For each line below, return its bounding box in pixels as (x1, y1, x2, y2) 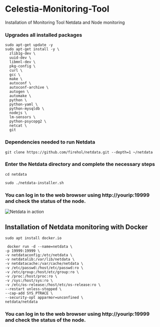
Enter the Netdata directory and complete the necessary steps (5, 161, 155, 168)
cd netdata (5, 172, 27, 177)
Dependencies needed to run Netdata (5, 139, 96, 146)
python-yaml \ (9, 102, 38, 107)
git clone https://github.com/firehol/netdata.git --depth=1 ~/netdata (5, 149, 153, 155)
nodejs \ (9, 111, 27, 115)
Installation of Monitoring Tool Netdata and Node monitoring (5, 19, 125, 25)
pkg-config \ (9, 64, 36, 69)
